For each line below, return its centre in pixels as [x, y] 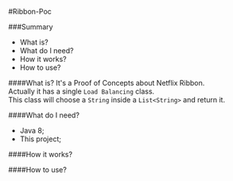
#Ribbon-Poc [30, 12]
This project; [41, 139]
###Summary [31, 27]
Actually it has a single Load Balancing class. [82, 91]
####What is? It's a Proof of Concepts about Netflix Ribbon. [107, 83]
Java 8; [32, 131]
